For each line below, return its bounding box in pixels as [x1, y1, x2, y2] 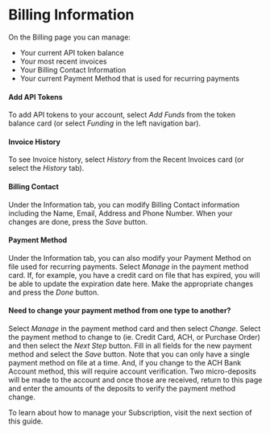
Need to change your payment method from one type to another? [8, 306, 231, 316]
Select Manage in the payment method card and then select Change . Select [8, 324, 261, 333]
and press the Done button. [8, 287, 99, 297]
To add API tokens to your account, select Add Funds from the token [8, 110, 236, 120]
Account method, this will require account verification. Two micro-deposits [8, 366, 256, 376]
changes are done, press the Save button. [8, 217, 147, 226]
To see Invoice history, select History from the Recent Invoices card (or [8, 155, 244, 164]
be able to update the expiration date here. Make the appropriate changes [8, 279, 254, 288]
